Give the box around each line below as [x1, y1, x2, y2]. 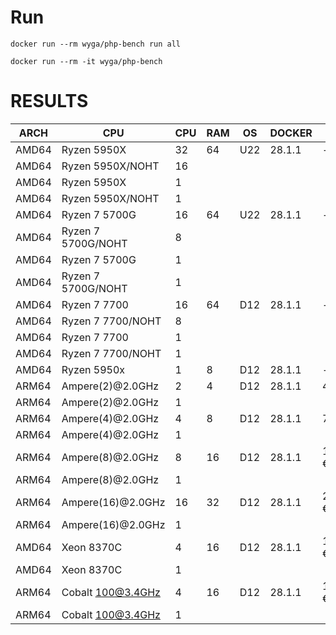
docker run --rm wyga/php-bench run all [10, 39, 182, 49]
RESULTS [10, 90, 89, 113]
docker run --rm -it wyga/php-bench [10, 56, 163, 66]
